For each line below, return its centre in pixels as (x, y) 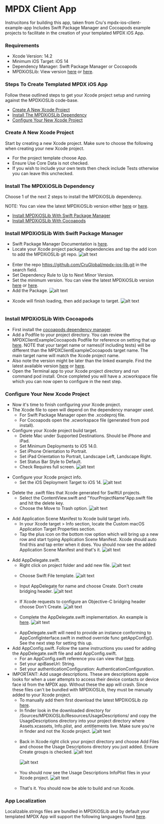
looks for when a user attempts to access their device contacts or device (85, 680)
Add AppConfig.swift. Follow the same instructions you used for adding (84, 648)
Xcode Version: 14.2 (32, 56)
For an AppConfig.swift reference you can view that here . (77, 659)
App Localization (26, 801)
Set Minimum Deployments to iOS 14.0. (58, 446)
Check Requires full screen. (47, 467)
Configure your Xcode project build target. (55, 431)
